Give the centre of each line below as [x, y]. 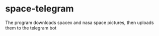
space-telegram [39, 9]
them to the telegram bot [31, 27]
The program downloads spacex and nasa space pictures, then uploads [80, 22]
